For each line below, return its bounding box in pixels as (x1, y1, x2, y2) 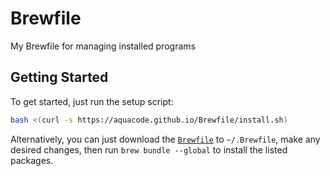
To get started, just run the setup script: (10, 95, 174, 107)
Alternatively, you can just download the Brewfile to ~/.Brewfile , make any (10, 133, 321, 145)
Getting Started (10, 69, 109, 86)
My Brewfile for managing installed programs (10, 40, 196, 52)
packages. (10, 154, 54, 166)
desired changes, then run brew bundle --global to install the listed (10, 143, 288, 156)
